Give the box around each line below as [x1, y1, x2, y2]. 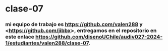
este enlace [5, 33, 34, 40]
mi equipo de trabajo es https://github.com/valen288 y [5, 21, 143, 28]
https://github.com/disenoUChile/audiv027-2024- [35, 33, 163, 40]
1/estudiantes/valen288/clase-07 [5, 39, 89, 46]
